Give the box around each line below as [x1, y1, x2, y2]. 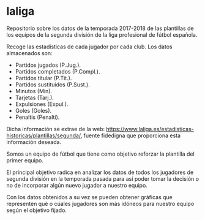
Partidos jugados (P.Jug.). [15, 61, 81, 69]
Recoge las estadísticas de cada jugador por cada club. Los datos [6, 43, 173, 50]
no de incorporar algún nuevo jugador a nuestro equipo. [6, 181, 148, 189]
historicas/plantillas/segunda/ [6, 132, 81, 139]
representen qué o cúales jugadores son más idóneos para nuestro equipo [6, 200, 195, 207]
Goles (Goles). [15, 107, 52, 114]
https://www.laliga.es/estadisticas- [106, 125, 195, 132]
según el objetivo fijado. [6, 207, 67, 214]
